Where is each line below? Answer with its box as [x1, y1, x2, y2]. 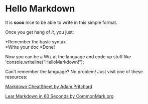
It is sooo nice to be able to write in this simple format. [5, 19, 118, 25]
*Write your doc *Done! [5, 44, 55, 50]
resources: [5, 74, 28, 80]
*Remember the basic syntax [5, 38, 66, 45]
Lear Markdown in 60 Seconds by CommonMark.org [5, 93, 114, 99]
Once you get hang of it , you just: [5, 29, 74, 35]
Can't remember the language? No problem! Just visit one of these [5, 68, 143, 75]
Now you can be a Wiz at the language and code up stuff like [5, 53, 131, 60]
